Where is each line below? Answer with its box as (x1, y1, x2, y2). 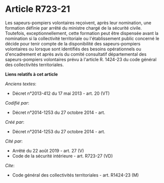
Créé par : (5, 119, 25, 125)
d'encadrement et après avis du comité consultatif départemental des (5, 51, 147, 57)
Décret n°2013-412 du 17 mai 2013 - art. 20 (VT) (12, 90, 110, 96)
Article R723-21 (5, 3, 70, 15)
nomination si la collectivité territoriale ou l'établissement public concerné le (5, 36, 160, 41)
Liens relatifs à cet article (5, 71, 58, 77)
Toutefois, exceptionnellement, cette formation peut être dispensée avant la (5, 30, 159, 36)
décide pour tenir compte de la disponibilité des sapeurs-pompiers (5, 40, 141, 46)
